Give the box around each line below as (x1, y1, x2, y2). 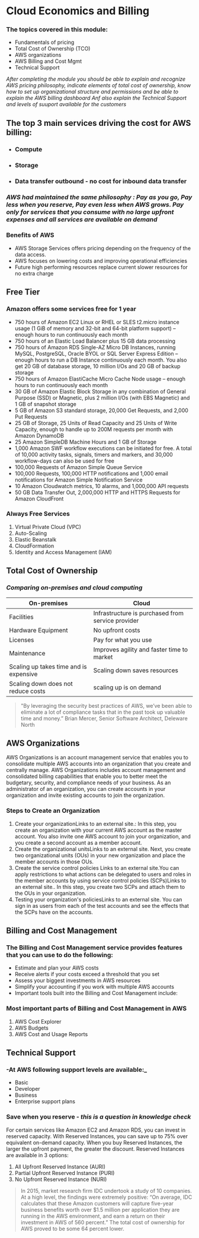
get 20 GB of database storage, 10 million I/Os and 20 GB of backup (14, 362, 181, 369)
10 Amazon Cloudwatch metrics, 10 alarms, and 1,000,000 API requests (14, 482, 189, 489)
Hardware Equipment (9, 626, 68, 634)
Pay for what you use (93, 635, 152, 644)
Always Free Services (6, 509, 70, 518)
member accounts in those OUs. (14, 858, 94, 865)
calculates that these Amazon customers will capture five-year (20, 1199, 174, 1207)
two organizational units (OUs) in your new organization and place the (14, 851, 185, 859)
